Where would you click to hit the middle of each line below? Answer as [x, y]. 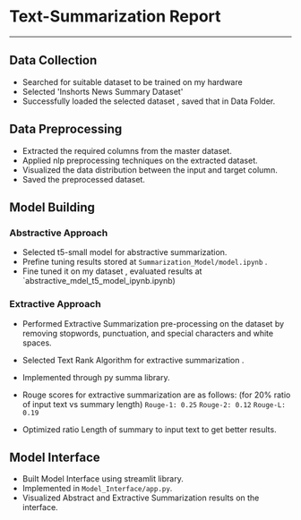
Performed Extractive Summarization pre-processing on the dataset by [153, 323]
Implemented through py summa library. [96, 377]
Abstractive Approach [59, 233]
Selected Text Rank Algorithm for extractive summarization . [133, 360]
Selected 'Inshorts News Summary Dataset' [103, 91]
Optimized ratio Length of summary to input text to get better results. [149, 429]
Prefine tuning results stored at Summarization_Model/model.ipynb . [145, 262]
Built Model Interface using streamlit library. [103, 479]
